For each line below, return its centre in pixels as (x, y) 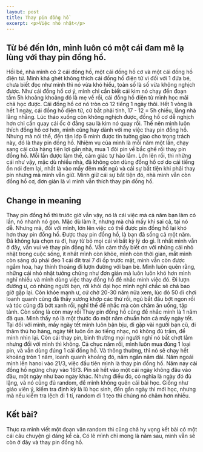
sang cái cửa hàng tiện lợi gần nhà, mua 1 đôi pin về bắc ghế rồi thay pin (96, 149)
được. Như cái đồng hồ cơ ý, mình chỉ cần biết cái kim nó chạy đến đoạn (96, 91)
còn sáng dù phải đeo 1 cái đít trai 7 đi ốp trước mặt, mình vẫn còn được (96, 260)
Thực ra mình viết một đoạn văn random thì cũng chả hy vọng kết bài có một (102, 429)
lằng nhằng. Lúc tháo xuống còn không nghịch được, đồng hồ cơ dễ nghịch (100, 117)
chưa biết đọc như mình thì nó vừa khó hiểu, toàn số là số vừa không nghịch (101, 85)
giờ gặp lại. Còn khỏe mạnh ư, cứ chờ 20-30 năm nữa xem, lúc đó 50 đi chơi (101, 292)
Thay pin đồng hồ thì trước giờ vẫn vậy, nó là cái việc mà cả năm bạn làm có (101, 215)
